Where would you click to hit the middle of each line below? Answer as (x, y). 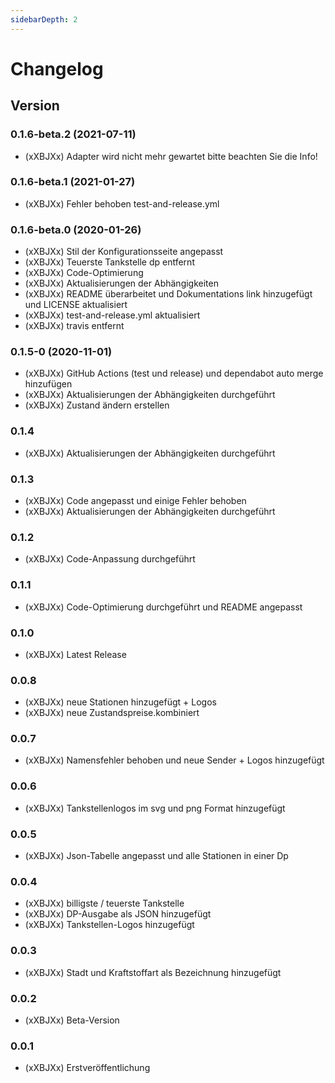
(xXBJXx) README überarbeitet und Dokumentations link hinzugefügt (168, 294)
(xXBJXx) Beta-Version (72, 1020)
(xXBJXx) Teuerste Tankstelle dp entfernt (109, 262)
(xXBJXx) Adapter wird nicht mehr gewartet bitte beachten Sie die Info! (171, 156)
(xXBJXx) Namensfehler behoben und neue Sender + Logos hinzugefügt (174, 760)
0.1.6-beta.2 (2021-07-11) (73, 134)
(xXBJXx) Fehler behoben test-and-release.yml (122, 203)
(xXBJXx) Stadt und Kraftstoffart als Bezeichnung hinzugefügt (153, 972)
